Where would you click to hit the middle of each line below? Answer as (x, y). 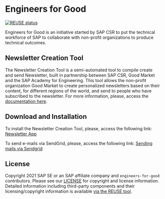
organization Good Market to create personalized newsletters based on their (82, 85)
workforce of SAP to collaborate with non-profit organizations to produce (79, 37)
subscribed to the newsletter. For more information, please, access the (77, 96)
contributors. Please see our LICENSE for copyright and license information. (82, 181)
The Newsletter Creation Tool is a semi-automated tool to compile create (79, 70)
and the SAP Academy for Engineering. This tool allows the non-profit (76, 80)
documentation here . (26, 101)
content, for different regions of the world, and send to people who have (78, 91)
